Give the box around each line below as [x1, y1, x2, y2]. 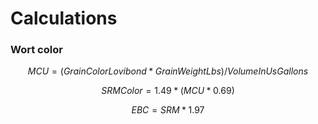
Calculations [10, 7, 118, 30]
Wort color [10, 43, 63, 57]
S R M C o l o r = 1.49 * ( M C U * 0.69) [101, 85, 235, 97]
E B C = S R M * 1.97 [131, 104, 205, 116]
